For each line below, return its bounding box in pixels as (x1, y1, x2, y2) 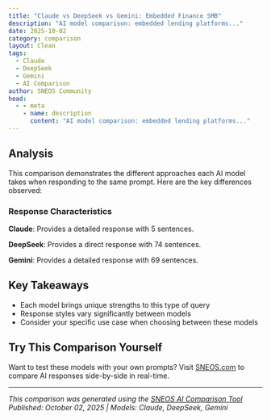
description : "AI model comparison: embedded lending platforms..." (8, 19, 244, 27)
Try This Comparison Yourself (8, 341, 163, 355)
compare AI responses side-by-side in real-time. (8, 371, 169, 380)
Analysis (8, 147, 54, 161)
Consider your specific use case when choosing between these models (19, 317, 258, 327)
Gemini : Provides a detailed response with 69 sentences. (8, 255, 199, 265)
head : (8, 94, 27, 103)
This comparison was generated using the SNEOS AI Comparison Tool (8, 393, 244, 404)
